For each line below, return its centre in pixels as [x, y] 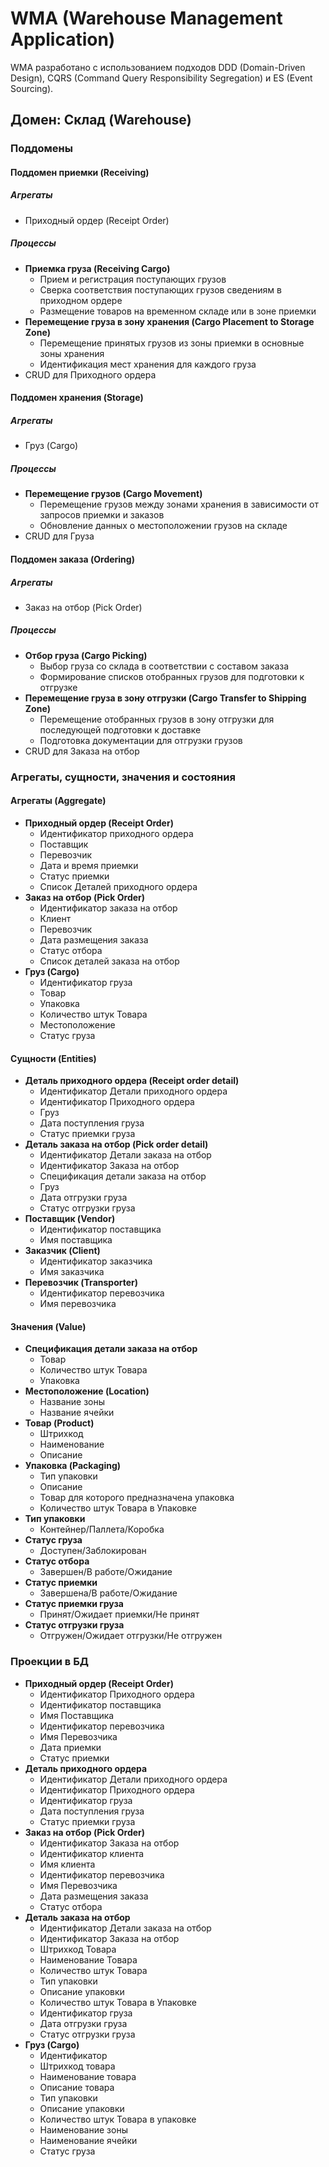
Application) [63, 39]
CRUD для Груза [59, 536]
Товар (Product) [59, 1423]
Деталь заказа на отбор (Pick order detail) [116, 1144]
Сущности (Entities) [53, 1058]
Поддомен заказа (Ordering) [72, 559]
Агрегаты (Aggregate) [58, 801]
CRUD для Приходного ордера [90, 374]
